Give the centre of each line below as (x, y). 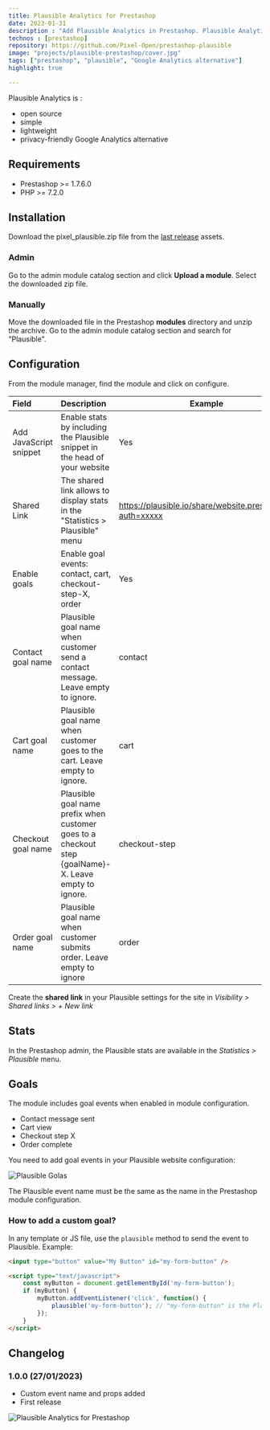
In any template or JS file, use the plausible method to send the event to (129, 1238)
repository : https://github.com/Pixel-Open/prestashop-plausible (120, 46)
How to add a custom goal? (62, 1220)
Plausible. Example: (41, 1247)
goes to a (78, 834)
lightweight (39, 130)
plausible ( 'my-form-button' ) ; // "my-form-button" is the (150, 1306)
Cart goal (30, 740)
